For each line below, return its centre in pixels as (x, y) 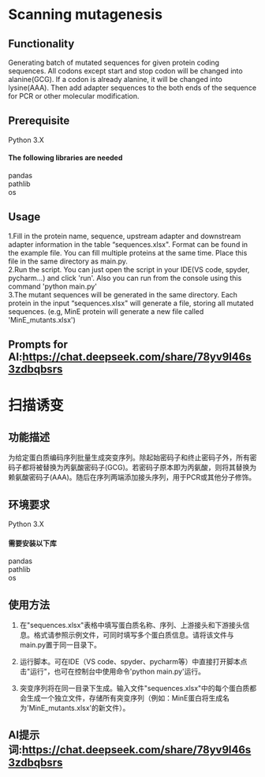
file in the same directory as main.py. (68, 261)
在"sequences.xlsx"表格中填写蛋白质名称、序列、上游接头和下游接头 (131, 626)
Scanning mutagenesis (86, 15)
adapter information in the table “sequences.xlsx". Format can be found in (128, 244)
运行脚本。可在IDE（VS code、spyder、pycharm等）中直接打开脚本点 (133, 662)
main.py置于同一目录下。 (60, 645)
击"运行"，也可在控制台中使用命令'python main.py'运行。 (112, 671)
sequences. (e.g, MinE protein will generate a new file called (106, 311)
